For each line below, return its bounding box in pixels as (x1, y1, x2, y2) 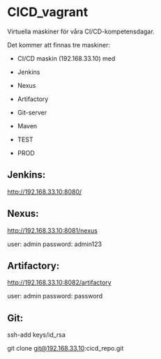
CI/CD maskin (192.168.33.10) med (17, 54, 116, 63)
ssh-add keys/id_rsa (7, 330, 66, 339)
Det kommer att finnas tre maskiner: (7, 40, 110, 49)
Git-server (17, 108, 47, 116)
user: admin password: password (7, 292, 103, 300)
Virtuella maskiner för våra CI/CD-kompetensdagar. (7, 27, 155, 36)
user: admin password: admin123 (7, 240, 102, 248)
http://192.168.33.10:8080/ (7, 188, 82, 196)
